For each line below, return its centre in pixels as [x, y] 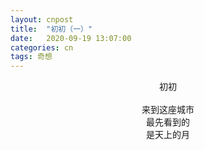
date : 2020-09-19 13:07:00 [71, 38]
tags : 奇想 [31, 57]
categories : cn [42, 47]
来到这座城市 [168, 110]
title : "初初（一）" [51, 29]
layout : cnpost [42, 19]
